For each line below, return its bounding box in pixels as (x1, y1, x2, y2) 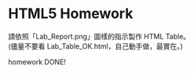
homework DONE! (8, 57, 67, 67)
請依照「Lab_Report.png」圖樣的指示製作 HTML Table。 (8, 31, 191, 41)
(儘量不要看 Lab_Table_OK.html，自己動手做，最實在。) (8, 41, 183, 51)
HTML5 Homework (8, 5, 134, 23)
